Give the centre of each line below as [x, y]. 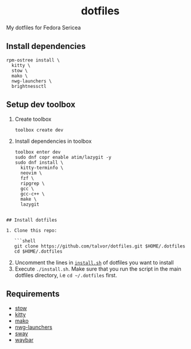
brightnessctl [29, 86]
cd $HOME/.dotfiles [38, 251]
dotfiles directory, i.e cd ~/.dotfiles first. [66, 275]
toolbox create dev [39, 130]
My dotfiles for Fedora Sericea [44, 27]
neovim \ [31, 173]
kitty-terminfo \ [42, 168]
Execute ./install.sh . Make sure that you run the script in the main [98, 269]
